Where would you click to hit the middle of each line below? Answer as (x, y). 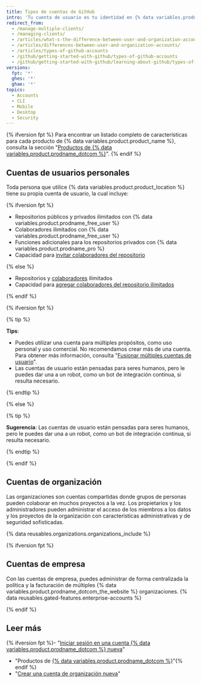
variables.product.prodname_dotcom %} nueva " (66, 649)
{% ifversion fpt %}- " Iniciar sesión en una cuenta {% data (78, 643)
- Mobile (22, 106)
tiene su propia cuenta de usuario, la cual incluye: (67, 194)
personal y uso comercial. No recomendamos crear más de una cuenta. (103, 349)
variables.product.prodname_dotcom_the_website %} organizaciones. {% (97, 591)
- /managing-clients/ (39, 34)
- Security (25, 118)
